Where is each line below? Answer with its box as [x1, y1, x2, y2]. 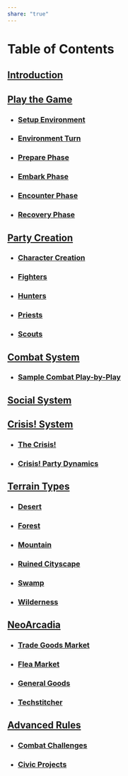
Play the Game [7, 93, 73, 105]
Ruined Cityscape [17, 559, 81, 569]
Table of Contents [7, 40, 115, 57]
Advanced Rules [7, 719, 81, 731]
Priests [17, 310, 43, 320]
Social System [7, 394, 72, 406]
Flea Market [17, 660, 60, 670]
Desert [17, 502, 42, 512]
